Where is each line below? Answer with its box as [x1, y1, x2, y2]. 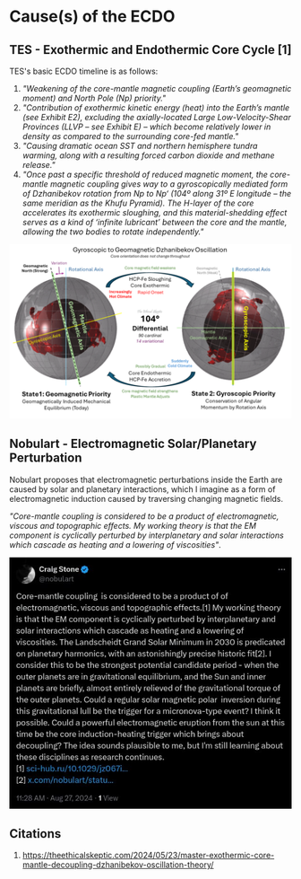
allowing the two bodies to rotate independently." [21, 226, 204, 237]
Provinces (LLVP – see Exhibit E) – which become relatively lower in [21, 121, 271, 132]
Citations [9, 826, 62, 841]
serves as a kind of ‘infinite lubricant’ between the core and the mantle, [21, 217, 288, 227]
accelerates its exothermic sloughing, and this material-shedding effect [21, 207, 288, 217]
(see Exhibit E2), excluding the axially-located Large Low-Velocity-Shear [21, 112, 291, 122]
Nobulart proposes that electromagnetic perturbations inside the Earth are [9, 474, 283, 485]
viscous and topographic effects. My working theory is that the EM [9, 520, 257, 531]
